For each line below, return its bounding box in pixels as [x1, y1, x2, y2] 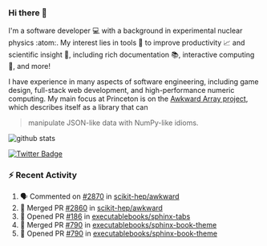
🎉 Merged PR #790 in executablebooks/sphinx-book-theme [19, 220, 217, 229]
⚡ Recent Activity [8, 170, 78, 181]
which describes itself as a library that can [8, 103, 148, 112]
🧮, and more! [8, 62, 51, 71]
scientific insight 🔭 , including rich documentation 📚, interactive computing [8, 50, 255, 59]
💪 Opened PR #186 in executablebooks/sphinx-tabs [19, 212, 191, 221]
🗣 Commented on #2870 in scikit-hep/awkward [19, 192, 180, 201]
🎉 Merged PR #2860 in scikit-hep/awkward [19, 203, 163, 212]
